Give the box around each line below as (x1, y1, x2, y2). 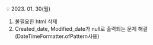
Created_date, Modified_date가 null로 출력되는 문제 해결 (14, 25, 148, 32)
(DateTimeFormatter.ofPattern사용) (14, 33, 100, 40)
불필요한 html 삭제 (14, 18, 58, 25)
